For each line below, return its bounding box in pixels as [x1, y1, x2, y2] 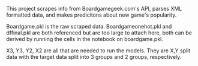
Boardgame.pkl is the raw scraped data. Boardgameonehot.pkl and [6, 23, 172, 30]
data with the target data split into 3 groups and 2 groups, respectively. [6, 54, 182, 60]
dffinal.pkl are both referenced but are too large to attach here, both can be [6, 29, 192, 36]
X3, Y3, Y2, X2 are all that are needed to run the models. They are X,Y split [6, 47, 191, 54]
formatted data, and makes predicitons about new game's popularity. [6, 11, 177, 18]
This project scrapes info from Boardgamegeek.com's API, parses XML [6, 5, 182, 12]
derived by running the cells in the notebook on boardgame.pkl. [6, 36, 163, 42]
